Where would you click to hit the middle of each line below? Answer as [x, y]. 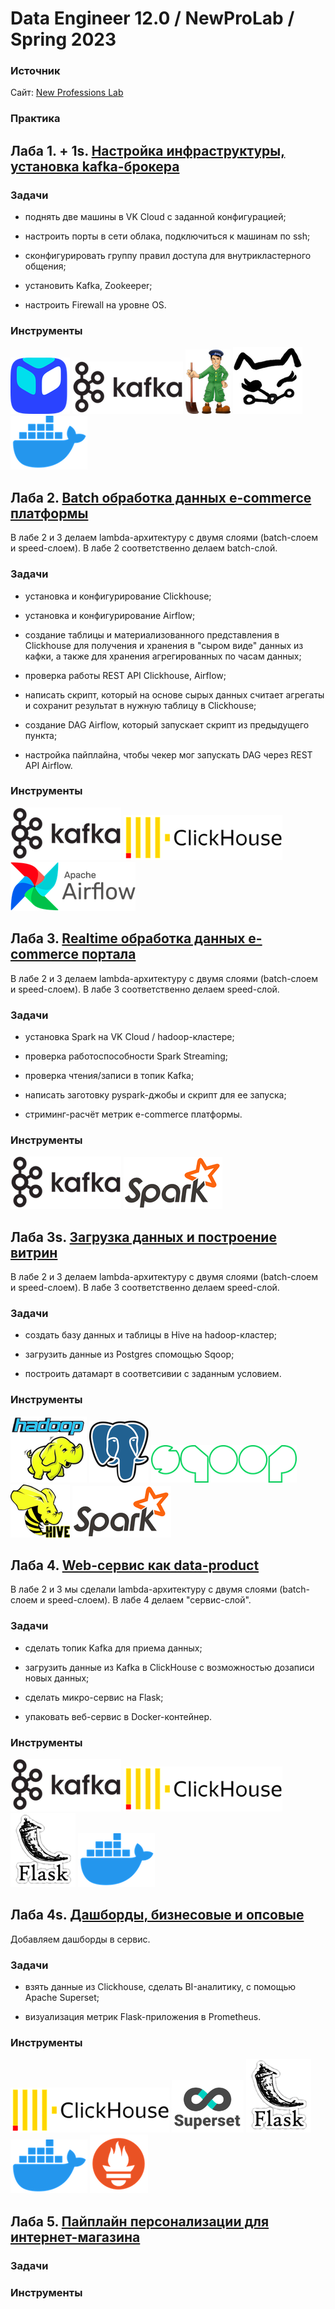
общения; [45, 266]
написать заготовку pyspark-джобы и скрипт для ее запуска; [155, 1094]
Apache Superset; [62, 1998]
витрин [34, 1252]
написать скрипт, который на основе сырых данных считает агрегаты [174, 694]
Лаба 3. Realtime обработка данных [128, 938]
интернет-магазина [75, 2237]
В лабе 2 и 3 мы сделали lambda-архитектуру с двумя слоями [144, 1589]
